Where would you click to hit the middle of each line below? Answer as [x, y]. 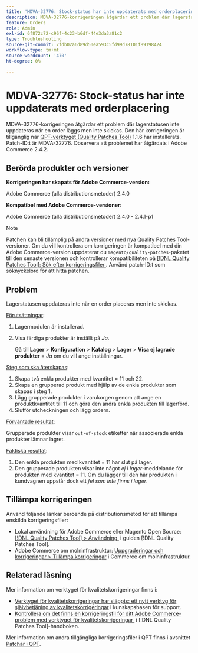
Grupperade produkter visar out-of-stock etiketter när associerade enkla [95, 433]
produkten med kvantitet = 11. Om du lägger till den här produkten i [95, 475]
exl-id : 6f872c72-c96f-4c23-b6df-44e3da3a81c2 [64, 34]
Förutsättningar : [26, 315]
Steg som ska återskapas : [37, 368]
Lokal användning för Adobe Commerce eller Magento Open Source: [98, 531]
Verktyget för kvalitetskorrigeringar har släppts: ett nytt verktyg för [95, 601]
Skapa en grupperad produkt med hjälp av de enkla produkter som [95, 385]
